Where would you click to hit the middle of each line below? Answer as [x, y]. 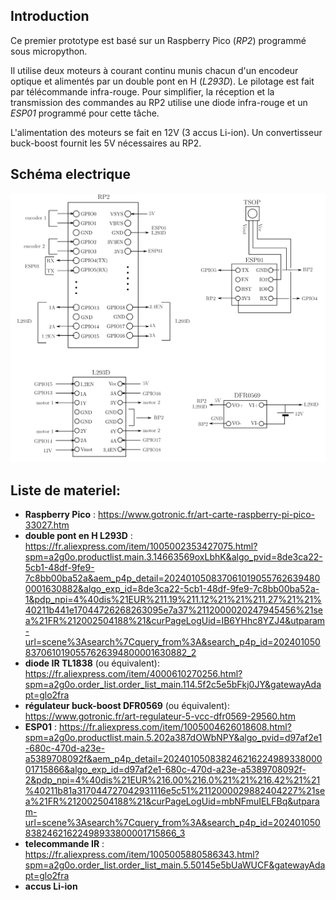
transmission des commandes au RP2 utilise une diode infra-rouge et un [159, 102]
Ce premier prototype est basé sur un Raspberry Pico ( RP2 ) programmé [158, 40]
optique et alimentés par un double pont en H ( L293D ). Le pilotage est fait [162, 81]
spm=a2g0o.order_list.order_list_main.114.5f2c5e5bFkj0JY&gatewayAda [173, 685]
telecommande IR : [64, 844]
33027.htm [47, 525]
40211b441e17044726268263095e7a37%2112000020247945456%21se [173, 610]
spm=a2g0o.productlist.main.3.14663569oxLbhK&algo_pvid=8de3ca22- [173, 557]
